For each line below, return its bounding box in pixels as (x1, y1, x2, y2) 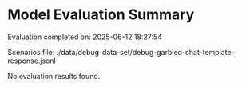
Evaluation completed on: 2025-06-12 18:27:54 (7, 32, 163, 42)
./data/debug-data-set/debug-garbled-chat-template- (56, 47, 235, 57)
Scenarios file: (7, 47, 55, 57)
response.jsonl (7, 56, 57, 65)
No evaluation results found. (7, 71, 101, 81)
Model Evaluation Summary (7, 6, 195, 24)
